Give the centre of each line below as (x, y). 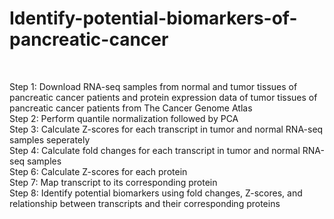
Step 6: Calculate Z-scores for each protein (98, 171)
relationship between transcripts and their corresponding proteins (145, 203)
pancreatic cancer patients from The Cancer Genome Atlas (131, 108)
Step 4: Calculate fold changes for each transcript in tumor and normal (155, 150)
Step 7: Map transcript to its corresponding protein (113, 182)
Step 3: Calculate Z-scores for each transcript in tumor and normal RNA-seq (166, 129)
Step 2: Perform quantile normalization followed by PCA (124, 118)
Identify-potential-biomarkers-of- (153, 18)
